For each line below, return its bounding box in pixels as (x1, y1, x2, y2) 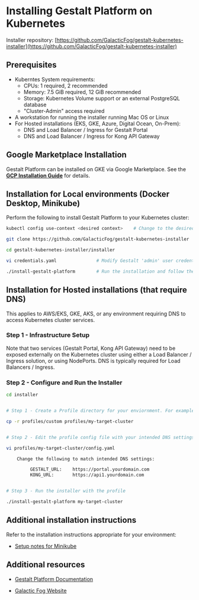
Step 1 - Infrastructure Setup (6, 331, 90, 339)
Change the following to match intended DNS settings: (17, 456, 155, 462)
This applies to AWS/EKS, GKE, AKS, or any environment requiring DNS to (6, 310, 186, 317)
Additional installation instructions (6, 515, 137, 525)
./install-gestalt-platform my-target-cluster (6, 499, 123, 505)
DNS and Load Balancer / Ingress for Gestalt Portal (23, 126, 148, 133)
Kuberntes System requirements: (14, 75, 95, 83)
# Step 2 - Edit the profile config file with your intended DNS (6, 434, 171, 440)
